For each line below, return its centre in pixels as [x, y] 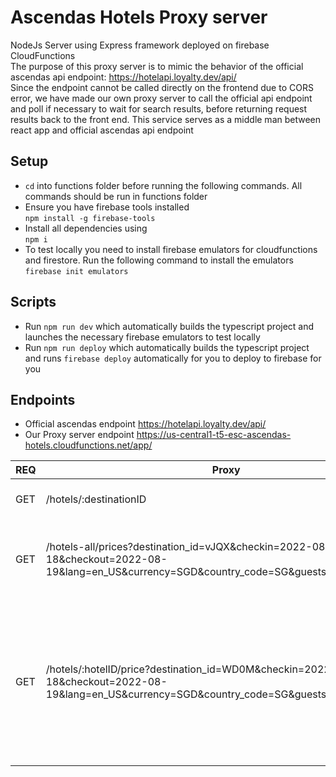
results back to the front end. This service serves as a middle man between [166, 119]
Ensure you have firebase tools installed [107, 207]
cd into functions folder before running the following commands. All [163, 185]
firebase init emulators [76, 271]
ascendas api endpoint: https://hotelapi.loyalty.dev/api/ [123, 77]
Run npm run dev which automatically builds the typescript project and [169, 326]
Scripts [33, 302]
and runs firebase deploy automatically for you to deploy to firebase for [173, 358]
